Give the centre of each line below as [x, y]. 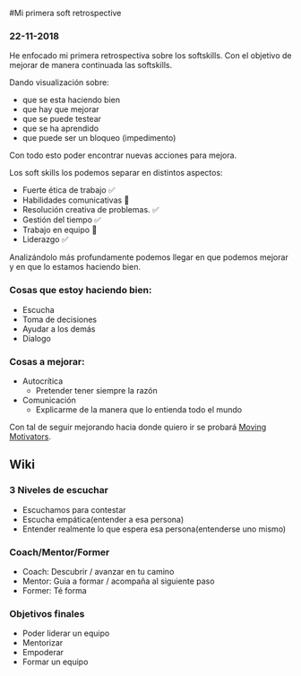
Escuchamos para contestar [74, 509]
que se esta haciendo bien [71, 100]
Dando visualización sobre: [59, 82]
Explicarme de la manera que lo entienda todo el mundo [139, 409]
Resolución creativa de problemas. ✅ [90, 210]
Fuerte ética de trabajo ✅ [69, 190]
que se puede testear [61, 119]
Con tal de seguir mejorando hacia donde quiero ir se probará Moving [138, 427]
